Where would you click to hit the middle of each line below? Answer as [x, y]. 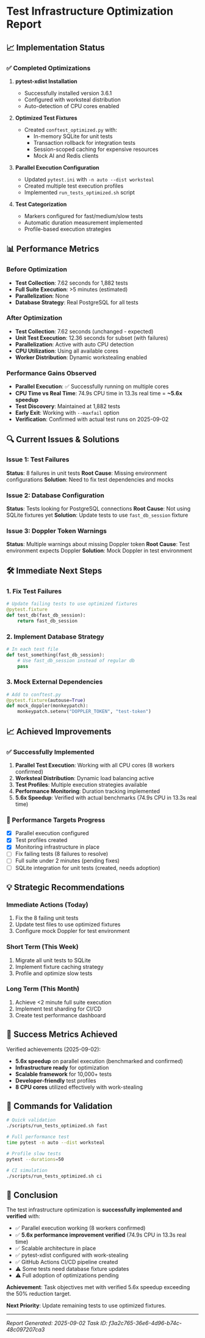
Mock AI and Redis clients [66, 155]
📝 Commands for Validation [59, 1106]
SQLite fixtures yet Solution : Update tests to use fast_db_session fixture [97, 515]
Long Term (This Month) [43, 989]
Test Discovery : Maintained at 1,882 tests [68, 406]
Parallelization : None [42, 296]
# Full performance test [38, 1137]
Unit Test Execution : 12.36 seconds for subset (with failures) [92, 338]
